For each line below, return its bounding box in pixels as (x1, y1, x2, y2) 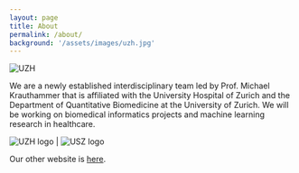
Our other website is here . (9, 154, 107, 165)
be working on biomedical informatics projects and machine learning (9, 109, 265, 120)
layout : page (9, 13, 59, 23)
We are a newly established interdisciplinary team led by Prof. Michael (9, 80, 270, 91)
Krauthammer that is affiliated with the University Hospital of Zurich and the (9, 90, 291, 101)
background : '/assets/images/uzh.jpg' (9, 38, 155, 48)
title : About (9, 22, 59, 31)
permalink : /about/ (9, 30, 83, 39)
